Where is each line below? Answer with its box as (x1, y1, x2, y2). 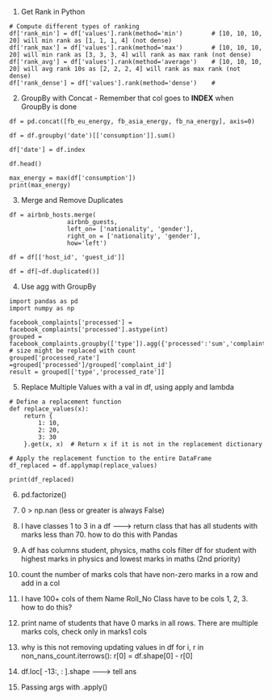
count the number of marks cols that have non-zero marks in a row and (20, 570, 258, 579)
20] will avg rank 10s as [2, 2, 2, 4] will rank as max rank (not (9, 65, 241, 73)
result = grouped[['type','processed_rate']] (9, 368, 165, 376)
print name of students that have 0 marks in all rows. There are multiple (20, 618, 259, 627)
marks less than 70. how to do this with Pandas (20, 529, 178, 539)
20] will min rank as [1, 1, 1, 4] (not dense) (9, 36, 173, 44)
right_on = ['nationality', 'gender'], (66, 232, 201, 240)
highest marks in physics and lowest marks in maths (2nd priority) (20, 554, 241, 563)
